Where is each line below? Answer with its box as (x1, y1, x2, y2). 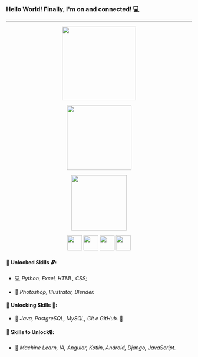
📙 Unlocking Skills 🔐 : (6, 302, 58, 309)
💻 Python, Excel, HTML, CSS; (14, 274, 88, 281)
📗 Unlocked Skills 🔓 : (6, 258, 57, 266)
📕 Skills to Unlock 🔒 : (6, 329, 55, 336)
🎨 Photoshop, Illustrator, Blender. (14, 288, 95, 295)
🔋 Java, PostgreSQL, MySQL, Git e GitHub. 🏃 (14, 315, 124, 322)
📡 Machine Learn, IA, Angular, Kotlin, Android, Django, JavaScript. (14, 344, 176, 351)
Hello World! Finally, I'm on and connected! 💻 (6, 5, 140, 13)
